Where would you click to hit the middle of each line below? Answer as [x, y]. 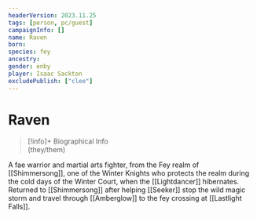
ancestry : [24, 60]
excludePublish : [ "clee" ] [50, 81]
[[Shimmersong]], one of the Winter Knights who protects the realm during [129, 173]
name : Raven [28, 37]
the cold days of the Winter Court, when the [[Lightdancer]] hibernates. [124, 182]
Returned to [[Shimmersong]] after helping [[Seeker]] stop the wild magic [127, 190]
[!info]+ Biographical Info [68, 141]
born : [17, 45]
